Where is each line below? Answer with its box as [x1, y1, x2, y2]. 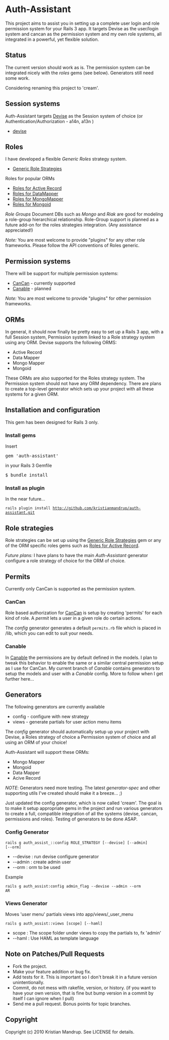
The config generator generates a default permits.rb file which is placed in [5, 625, 161, 631]
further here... [5, 676, 34, 682]
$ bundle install [5, 472, 48, 478]
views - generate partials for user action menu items [12, 719, 122, 725]
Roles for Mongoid [12, 201, 51, 207]
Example [5, 874, 24, 880]
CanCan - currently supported [12, 280, 76, 286]
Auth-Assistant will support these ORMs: [5, 749, 90, 755]
